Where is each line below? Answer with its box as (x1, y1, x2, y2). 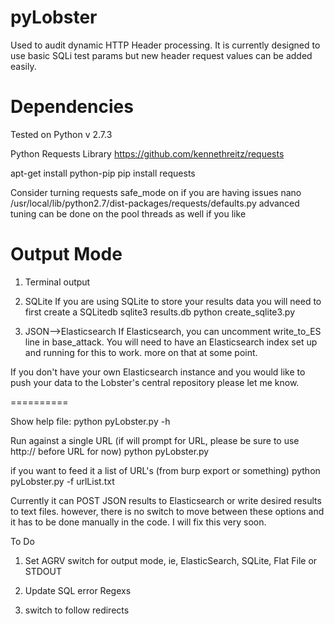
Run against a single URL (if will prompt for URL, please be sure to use (10, 434, 300, 446)
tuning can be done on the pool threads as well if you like (10, 207, 247, 220)
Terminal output (24, 276, 91, 288)
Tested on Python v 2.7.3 (10, 128, 113, 140)
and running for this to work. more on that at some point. (24, 346, 258, 358)
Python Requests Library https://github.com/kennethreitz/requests (10, 147, 285, 160)
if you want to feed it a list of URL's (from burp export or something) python (10, 464, 321, 476)
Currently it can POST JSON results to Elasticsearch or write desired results (10, 494, 322, 506)
